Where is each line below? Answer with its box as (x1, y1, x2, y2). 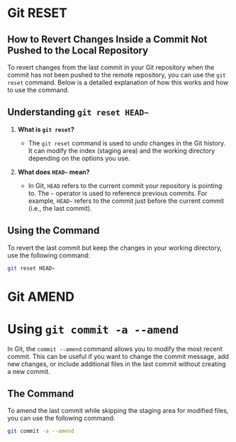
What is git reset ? (17, 125, 74, 133)
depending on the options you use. (28, 154, 130, 162)
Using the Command (7, 225, 100, 237)
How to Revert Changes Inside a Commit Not (7, 33, 208, 45)
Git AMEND (7, 289, 75, 304)
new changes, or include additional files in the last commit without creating (7, 360, 226, 368)
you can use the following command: (7, 414, 116, 423)
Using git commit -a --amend (7, 321, 179, 337)
